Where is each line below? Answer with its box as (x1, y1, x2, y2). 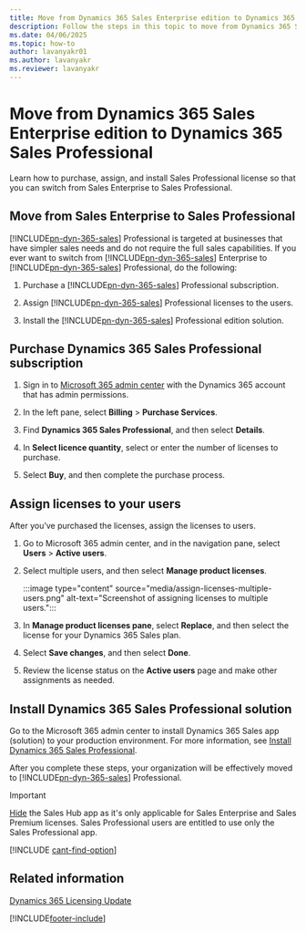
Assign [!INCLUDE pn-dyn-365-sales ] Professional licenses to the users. (22, 297, 294, 308)
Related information (9, 871, 125, 886)
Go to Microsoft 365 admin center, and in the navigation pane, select (22, 538, 280, 549)
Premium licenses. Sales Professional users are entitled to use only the (9, 817, 275, 828)
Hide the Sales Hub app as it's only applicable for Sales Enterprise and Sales (9, 808, 297, 819)
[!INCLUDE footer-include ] (9, 913, 107, 924)
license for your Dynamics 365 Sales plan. (22, 630, 181, 641)
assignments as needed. (22, 675, 116, 686)
